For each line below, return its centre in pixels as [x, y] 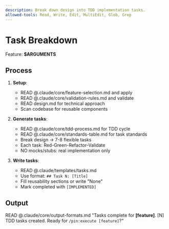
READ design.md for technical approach [62, 103]
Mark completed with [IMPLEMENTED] [58, 187]
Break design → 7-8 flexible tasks [56, 140]
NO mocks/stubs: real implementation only [65, 151]
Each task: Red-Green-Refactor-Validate [63, 145]
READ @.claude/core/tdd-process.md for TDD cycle [75, 129]
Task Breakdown [41, 40]
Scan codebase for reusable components [64, 109]
